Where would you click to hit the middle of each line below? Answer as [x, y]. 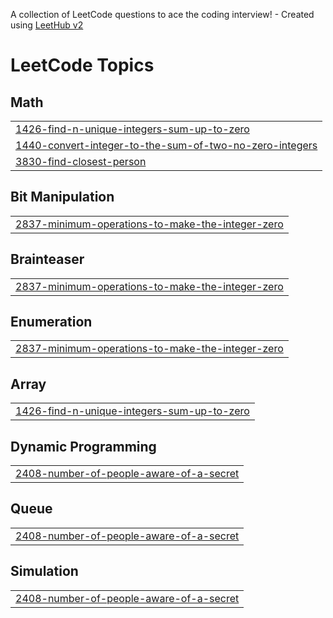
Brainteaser [47, 259]
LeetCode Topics [82, 65]
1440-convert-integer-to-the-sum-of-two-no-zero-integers [166, 145]
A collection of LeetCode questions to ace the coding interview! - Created [162, 14]
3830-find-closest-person [81, 161]
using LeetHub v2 [47, 25]
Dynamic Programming [83, 446]
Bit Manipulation [62, 197]
